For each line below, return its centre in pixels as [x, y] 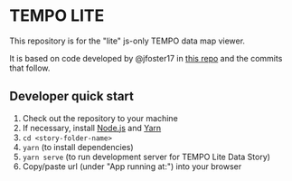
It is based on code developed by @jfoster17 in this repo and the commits [146, 58]
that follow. [30, 68]
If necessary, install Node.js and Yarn [92, 128]
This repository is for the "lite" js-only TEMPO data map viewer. [127, 41]
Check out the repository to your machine [100, 118]
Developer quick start [71, 96]
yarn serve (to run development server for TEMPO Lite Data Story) [146, 157]
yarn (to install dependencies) [78, 147]
